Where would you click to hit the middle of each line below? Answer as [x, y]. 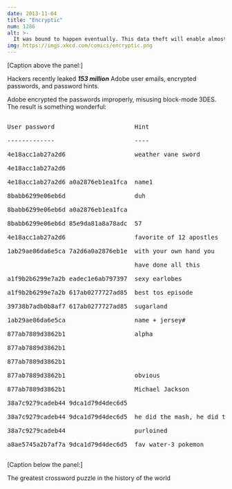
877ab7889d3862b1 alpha [80, 334]
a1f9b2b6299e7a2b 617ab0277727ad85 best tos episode [100, 293]
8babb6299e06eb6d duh [77, 196]
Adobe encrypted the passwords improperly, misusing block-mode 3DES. [112, 99]
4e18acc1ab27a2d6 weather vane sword [104, 154]
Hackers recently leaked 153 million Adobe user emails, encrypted [102, 79]
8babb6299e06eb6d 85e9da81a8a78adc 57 [75, 223]
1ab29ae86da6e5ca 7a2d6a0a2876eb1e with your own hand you [111, 251]
